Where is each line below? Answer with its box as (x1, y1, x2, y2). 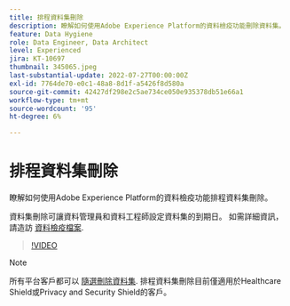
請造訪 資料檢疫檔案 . (9, 222, 84, 233)
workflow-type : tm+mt (9, 95, 90, 105)
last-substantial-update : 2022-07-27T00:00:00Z (9, 71, 189, 80)
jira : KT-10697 (9, 54, 66, 63)
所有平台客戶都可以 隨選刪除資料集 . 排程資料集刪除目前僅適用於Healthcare (9, 276, 282, 286)
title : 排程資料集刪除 (9, 12, 84, 22)
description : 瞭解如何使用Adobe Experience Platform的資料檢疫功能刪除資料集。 (9, 21, 286, 30)
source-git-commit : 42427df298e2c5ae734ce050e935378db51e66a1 (9, 87, 244, 96)
